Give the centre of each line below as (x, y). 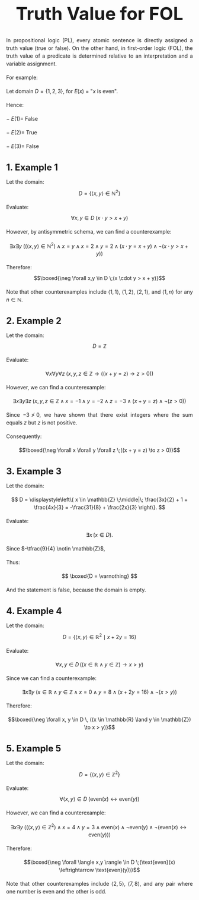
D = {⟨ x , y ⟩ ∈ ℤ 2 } (99, 773)
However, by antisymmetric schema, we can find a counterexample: (89, 231)
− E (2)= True (22, 132)
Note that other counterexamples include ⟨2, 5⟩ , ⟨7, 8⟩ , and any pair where (99, 884)
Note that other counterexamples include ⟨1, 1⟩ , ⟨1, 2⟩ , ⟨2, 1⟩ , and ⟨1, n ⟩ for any (99, 292)
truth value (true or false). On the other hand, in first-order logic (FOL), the (99, 48)
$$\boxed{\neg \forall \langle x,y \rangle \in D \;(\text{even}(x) (99, 862)
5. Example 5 (34, 748)
